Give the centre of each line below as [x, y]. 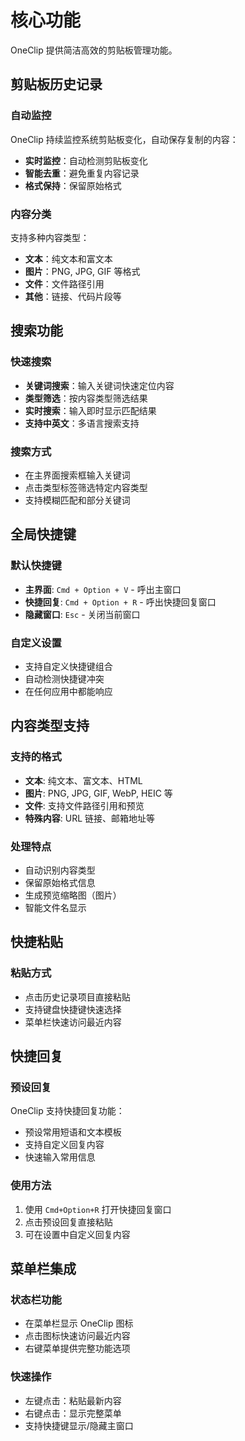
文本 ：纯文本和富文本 [68, 258]
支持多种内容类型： [50, 237]
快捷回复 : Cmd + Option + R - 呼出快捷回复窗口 [120, 602]
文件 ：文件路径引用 [64, 283]
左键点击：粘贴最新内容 [73, 1400]
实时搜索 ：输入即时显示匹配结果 [90, 410]
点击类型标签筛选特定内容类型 [86, 487]
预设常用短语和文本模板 [73, 1132]
